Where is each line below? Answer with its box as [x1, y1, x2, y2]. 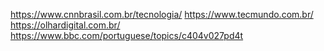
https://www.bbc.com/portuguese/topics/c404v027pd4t [10, 30, 244, 41]
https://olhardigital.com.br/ [10, 19, 121, 31]
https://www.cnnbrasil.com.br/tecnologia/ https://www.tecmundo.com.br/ [10, 9, 314, 20]
